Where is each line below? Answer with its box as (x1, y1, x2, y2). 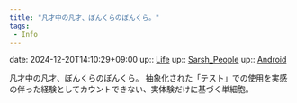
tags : (9, 21, 30, 30)
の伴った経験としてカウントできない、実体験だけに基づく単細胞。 (9, 84, 254, 95)
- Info (13, 30, 39, 39)
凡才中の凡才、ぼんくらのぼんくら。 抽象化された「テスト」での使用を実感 (9, 73, 288, 83)
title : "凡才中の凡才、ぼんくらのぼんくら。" (9, 13, 160, 22)
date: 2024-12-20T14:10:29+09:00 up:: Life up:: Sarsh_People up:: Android (9, 55, 287, 65)
